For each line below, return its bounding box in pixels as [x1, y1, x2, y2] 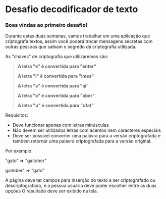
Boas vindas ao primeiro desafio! [5, 22, 88, 29]
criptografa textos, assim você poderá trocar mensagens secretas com [5, 38, 153, 44]
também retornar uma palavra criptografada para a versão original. [12, 138, 152, 144]
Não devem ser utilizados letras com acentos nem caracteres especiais [12, 127, 161, 133]
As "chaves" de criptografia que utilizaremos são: [5, 54, 108, 60]
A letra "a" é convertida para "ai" [17, 83, 89, 89]
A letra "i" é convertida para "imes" [17, 73, 94, 79]
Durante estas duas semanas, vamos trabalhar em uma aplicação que [5, 33, 150, 39]
